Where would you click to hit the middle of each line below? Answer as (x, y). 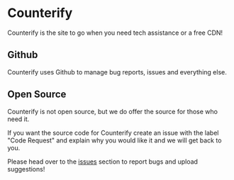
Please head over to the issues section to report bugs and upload (103, 162)
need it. (18, 119)
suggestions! (26, 169)
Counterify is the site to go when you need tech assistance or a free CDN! (115, 33)
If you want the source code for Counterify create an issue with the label (113, 133)
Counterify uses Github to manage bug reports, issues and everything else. (117, 72)
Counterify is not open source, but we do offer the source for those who (113, 111)
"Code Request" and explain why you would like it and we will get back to (115, 140)
